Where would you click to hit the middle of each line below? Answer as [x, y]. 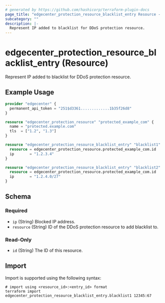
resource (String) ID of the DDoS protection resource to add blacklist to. [85, 227]
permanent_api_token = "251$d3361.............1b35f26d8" [71, 108]
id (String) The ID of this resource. [48, 250]
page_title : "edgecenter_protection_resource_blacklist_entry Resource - [83, 14]
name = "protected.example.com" [43, 127]
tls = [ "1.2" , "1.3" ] [33, 131]
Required [16, 211]
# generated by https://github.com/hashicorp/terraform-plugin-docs [77, 10]
